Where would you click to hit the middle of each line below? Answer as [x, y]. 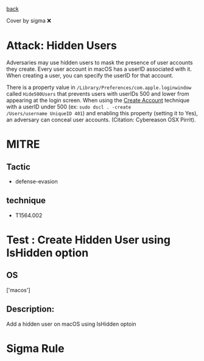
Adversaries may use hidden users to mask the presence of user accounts [100, 62]
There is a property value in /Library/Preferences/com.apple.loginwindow [99, 87]
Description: [30, 309]
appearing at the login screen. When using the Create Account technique [98, 100]
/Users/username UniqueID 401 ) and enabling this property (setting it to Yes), [102, 113]
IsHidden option [47, 253]
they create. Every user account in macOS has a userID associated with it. [99, 69]
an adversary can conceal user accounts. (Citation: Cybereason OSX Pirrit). [101, 120]
